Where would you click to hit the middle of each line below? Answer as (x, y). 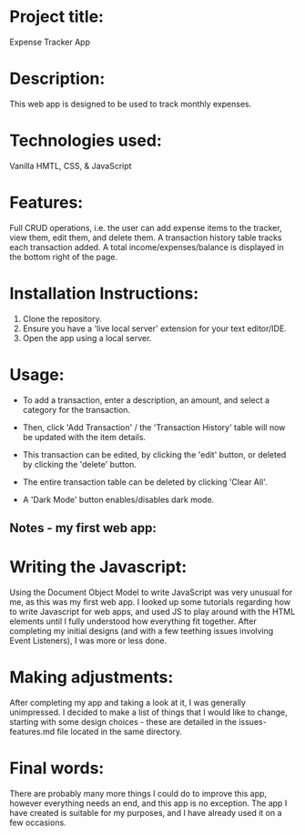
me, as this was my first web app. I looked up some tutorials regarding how (150, 601)
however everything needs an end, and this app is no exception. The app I (148, 803)
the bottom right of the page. (64, 257)
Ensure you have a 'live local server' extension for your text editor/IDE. (154, 328)
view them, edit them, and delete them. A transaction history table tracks (146, 237)
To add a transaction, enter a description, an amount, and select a (146, 400)
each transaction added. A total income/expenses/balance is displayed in (147, 246)
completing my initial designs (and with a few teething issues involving (142, 630)
